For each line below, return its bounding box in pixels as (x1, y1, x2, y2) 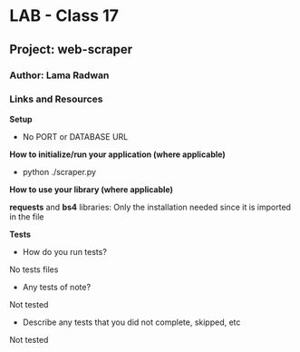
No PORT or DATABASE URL (22, 131, 129, 142)
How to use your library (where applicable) (9, 183, 174, 195)
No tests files (9, 264, 59, 275)
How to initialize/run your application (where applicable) (9, 149, 226, 160)
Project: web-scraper (9, 42, 133, 57)
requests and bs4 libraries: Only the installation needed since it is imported (9, 201, 292, 212)
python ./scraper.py (22, 166, 97, 177)
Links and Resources (9, 93, 103, 105)
